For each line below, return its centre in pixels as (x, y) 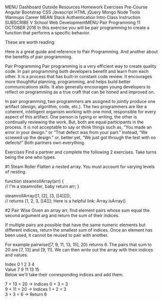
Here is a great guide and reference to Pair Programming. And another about (81, 51)
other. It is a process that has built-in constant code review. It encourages (79, 76)
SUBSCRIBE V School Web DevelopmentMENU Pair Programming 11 (73, 22)
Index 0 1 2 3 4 (20, 264)
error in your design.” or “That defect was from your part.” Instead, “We (76, 132)
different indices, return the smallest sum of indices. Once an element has (79, 230)
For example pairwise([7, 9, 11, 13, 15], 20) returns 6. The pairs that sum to (78, 244)
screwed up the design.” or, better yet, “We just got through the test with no (81, 137)
